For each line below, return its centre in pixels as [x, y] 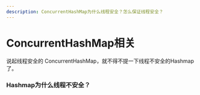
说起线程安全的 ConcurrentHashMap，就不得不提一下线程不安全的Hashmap [100, 61]
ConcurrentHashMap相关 [71, 43]
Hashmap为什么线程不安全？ [48, 85]
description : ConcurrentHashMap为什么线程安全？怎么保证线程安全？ [85, 12]
